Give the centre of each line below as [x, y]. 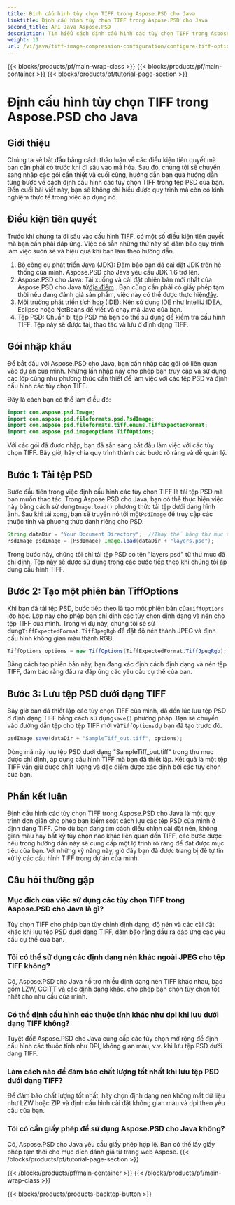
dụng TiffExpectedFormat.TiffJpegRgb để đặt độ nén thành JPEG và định [112, 631]
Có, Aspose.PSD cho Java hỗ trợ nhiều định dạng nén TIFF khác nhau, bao [115, 981]
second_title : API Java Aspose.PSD [59, 27]
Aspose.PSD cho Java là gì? [56, 909]
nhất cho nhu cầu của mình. [47, 996]
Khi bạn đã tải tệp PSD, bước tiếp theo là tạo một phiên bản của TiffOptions [116, 608]
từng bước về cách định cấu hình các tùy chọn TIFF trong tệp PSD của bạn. [116, 182]
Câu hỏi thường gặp [51, 880]
